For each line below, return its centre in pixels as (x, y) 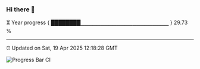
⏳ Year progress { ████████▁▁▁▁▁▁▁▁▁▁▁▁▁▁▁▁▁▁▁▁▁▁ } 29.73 (97, 22)
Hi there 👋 (21, 9)
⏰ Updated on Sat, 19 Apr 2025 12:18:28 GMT (62, 48)
